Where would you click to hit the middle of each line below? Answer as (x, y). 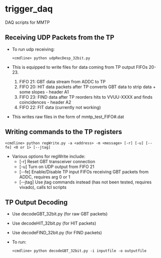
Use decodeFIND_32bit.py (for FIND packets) (57, 233)
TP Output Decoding (36, 202)
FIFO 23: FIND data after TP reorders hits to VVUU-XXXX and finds (86, 97)
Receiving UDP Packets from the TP (60, 38)
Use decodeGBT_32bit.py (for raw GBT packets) (60, 214)
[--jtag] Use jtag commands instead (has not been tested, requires (85, 182)
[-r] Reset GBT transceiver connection (57, 161)
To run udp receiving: (33, 49)
